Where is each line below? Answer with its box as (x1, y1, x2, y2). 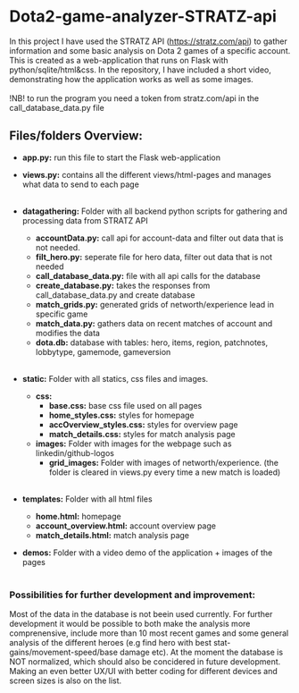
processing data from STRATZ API (21, 215, 149, 225)
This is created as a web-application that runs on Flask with (9, 55, 229, 65)
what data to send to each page (21, 179, 140, 190)
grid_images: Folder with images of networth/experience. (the (48, 457, 279, 468)
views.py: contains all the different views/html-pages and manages (21, 169, 272, 180)
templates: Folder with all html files (21, 494, 154, 504)
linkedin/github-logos (35, 447, 114, 458)
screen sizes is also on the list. (9, 675, 122, 686)
